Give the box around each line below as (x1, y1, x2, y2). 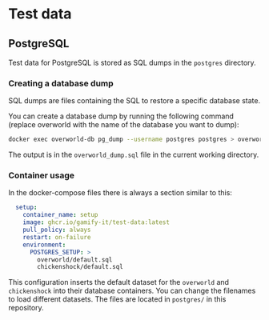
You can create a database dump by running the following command (8, 111, 235, 121)
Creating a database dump (8, 78, 114, 89)
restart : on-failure (22, 233, 91, 241)
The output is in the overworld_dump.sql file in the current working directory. (8, 150, 259, 160)
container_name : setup (22, 211, 98, 219)
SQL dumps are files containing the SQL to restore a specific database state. (8, 96, 261, 106)
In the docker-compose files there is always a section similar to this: (8, 188, 232, 198)
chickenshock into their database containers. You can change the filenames (8, 286, 256, 296)
